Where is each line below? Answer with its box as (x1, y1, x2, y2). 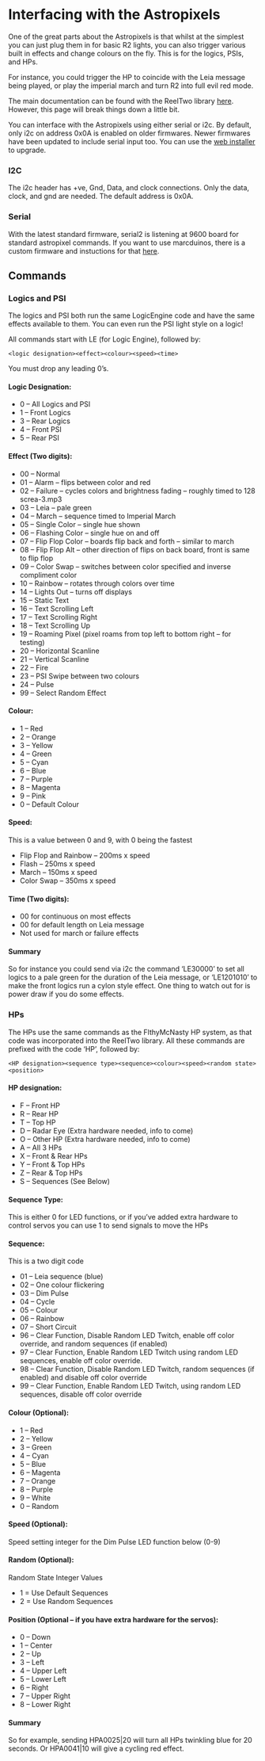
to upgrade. (8, 145, 47, 155)
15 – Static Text (19, 595, 70, 605)
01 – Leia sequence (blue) (19, 1272, 104, 1282)
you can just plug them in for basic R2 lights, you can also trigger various (8, 40, 246, 49)
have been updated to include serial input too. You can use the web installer (8, 136, 256, 146)
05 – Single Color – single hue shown (19, 519, 141, 529)
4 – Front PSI (19, 425, 62, 434)
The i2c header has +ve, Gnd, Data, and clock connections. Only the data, (8, 183, 250, 193)
